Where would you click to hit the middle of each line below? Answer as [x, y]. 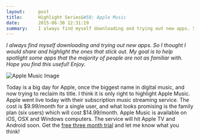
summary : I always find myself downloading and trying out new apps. [98, 28]
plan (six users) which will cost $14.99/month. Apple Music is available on [96, 113]
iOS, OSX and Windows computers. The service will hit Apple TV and [91, 119]
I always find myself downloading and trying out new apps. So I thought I [96, 45]
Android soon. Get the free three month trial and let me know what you [93, 125]
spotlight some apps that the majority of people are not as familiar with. [94, 58]
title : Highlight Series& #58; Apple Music [66, 17]
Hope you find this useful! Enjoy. [46, 64]
